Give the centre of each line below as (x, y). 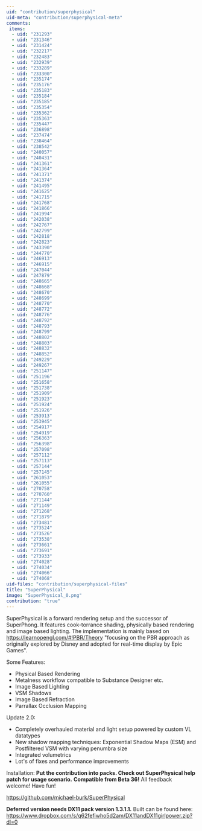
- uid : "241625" (32, 191)
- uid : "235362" (32, 113)
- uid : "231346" (32, 40)
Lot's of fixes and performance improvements (72, 761)
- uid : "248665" (32, 281)
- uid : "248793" (32, 326)
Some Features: (26, 662)
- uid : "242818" (32, 236)
